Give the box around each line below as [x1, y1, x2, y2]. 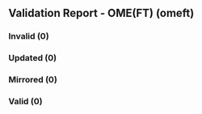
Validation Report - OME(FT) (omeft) [8, 6, 195, 20]
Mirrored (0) [8, 74, 58, 86]
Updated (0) [8, 53, 57, 64]
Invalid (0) [8, 31, 50, 42]
